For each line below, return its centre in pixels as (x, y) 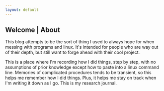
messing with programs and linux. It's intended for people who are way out (82, 47)
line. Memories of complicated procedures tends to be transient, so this (78, 73)
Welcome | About (33, 30)
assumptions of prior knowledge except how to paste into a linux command (82, 67)
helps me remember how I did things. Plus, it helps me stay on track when (81, 78)
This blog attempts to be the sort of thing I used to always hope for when (80, 42)
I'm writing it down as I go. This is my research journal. (61, 83)
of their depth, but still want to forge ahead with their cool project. (73, 52)
